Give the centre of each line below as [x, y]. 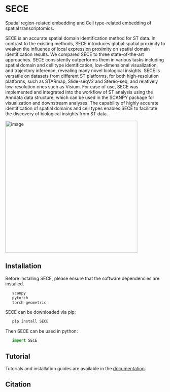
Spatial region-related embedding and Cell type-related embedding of [78, 23]
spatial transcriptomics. [30, 28]
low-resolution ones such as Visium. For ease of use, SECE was [72, 86]
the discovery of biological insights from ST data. [57, 113]
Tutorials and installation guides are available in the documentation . [76, 368]
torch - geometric [29, 303]
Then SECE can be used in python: [42, 331]
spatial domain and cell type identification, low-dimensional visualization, [82, 65]
